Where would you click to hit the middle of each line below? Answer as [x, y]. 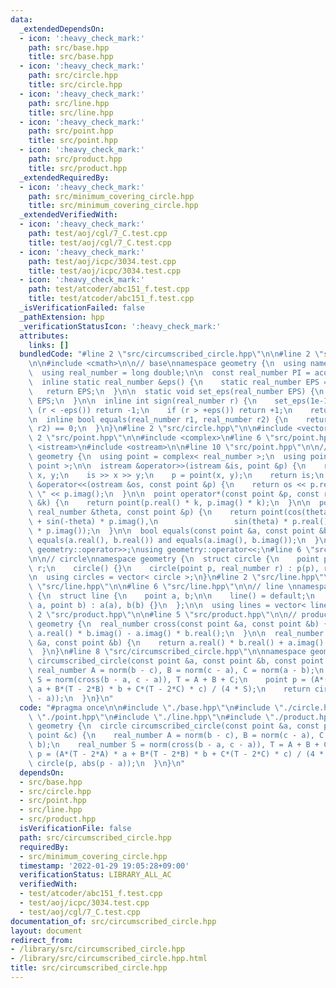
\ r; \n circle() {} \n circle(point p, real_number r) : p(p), [174, 568]
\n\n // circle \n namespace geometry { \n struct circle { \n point [174, 559]
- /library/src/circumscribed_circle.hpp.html [109, 959]
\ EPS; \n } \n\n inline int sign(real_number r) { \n [142, 401]
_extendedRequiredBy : [64, 177]
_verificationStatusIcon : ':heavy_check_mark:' [120, 326]
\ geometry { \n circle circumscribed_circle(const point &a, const [174, 726]
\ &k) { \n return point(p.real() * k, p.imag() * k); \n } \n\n [169, 503]
